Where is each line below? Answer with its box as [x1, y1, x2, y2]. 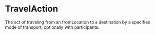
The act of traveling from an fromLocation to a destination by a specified [5, 19, 151, 25]
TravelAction [5, 3, 58, 14]
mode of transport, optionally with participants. [5, 24, 100, 30]
